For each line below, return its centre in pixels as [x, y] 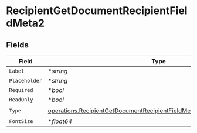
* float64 [60, 121]
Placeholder [26, 81]
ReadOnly [21, 100]
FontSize [21, 121]
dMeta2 [26, 23]
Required [21, 90]
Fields [18, 45]
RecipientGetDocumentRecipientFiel [97, 11]
